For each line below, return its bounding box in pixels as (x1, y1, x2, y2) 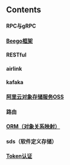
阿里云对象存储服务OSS (6, 93, 64, 100)
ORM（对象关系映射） (6, 123, 61, 130)
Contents (6, 5, 42, 15)
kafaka (6, 79, 24, 86)
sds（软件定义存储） (6, 137, 58, 145)
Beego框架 (6, 37, 33, 44)
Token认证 (6, 152, 33, 160)
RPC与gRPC (6, 22, 37, 29)
